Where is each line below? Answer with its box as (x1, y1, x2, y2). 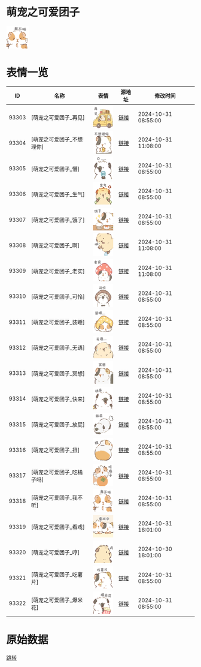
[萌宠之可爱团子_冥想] (31, 369, 85, 377)
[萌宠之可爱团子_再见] (31, 114, 85, 121)
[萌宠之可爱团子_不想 (31, 136, 83, 143)
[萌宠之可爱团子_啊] (31, 242, 80, 249)
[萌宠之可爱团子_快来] (31, 395, 85, 402)
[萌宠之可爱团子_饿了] (31, 217, 85, 224)
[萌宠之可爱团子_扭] (31, 446, 80, 453)
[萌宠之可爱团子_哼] (31, 549, 80, 556)
